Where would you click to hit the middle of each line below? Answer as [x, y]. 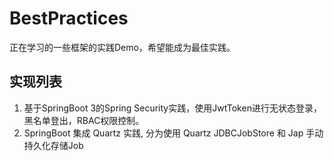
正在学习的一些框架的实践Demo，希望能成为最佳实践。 [122, 47]
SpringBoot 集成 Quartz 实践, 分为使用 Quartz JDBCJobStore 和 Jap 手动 [173, 133]
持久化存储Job [53, 145]
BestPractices [69, 18]
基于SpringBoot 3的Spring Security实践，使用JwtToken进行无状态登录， [172, 108]
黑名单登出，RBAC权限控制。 [84, 120]
